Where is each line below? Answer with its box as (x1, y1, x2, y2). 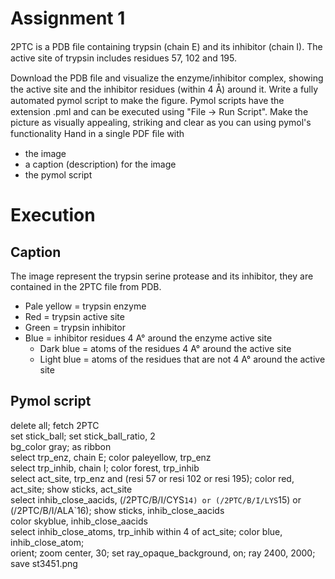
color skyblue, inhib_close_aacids (10, 515, 148, 527)
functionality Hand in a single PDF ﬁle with (10, 127, 185, 139)
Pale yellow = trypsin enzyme (24, 300, 147, 312)
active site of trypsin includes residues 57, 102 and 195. (10, 52, 238, 64)
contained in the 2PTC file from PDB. (10, 280, 162, 292)
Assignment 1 (10, 7, 126, 30)
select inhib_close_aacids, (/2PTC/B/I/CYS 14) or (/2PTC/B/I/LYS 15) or (10, 493, 302, 506)
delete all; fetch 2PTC (10, 419, 100, 431)
